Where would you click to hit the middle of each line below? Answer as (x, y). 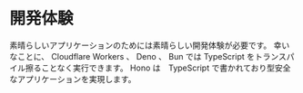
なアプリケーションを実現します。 (73, 79)
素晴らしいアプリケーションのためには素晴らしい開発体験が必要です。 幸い (150, 45)
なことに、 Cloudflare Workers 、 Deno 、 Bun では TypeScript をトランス (148, 56)
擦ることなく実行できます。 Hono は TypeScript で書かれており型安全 (158, 68)
